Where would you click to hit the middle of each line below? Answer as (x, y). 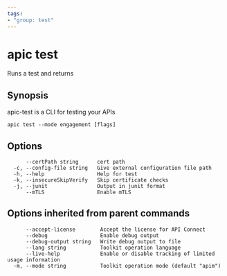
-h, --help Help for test (75, 174)
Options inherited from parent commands (99, 213)
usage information (34, 260)
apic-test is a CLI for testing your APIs (61, 112)
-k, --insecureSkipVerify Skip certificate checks (91, 180)
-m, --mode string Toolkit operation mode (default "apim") (117, 266)
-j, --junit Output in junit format (90, 187)
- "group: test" (30, 20)
